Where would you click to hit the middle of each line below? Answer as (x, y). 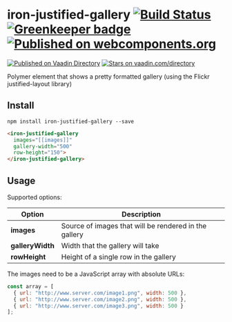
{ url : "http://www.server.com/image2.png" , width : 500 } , (100, 299)
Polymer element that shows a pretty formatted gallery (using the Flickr (108, 77)
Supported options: (35, 197)
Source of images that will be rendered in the (134, 225)
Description (141, 214)
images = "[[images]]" (43, 140)
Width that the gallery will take (110, 245)
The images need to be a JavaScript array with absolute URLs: (96, 274)
